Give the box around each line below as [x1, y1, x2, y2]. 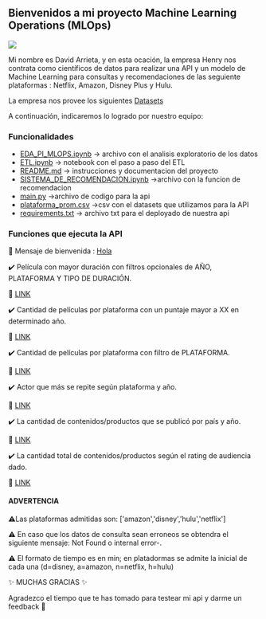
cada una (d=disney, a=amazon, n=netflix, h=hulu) [8, 562, 174, 571]
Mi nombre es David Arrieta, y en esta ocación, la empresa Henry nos [8, 55, 237, 65]
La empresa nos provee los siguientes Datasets [8, 96, 164, 105]
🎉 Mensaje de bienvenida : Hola [8, 246, 112, 256]
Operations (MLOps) [8, 19, 111, 33]
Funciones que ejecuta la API [8, 229, 123, 240]
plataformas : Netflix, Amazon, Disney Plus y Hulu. [8, 80, 173, 90]
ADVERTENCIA [8, 496, 60, 505]
